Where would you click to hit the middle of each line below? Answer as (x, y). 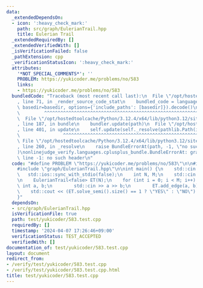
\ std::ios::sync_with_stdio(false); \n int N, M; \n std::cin (107, 175)
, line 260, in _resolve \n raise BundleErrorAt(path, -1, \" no (102, 146)
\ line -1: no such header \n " (55, 158)
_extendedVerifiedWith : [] (46, 46)
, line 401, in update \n (48, 130)
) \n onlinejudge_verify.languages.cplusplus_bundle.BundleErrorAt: (102, 152)
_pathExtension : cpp (37, 57)
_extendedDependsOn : (37, 18)
